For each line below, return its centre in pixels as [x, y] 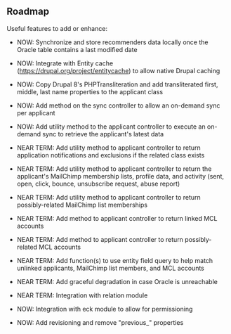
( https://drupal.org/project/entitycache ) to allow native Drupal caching [118, 70]
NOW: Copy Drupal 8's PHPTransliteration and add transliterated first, [117, 84]
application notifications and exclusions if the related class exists [111, 155]
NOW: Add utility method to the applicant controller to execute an [111, 127]
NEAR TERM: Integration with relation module [82, 295]
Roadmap [28, 12]
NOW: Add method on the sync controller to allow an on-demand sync [118, 105]
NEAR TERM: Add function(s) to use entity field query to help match [115, 260]
